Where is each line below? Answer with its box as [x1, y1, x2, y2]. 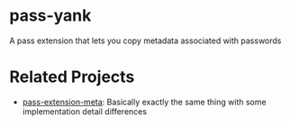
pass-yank [9, 5, 92, 26]
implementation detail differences [22, 105, 147, 117]
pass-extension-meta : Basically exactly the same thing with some [22, 96, 267, 107]
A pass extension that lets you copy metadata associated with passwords [9, 35, 282, 46]
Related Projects [9, 67, 135, 87]
